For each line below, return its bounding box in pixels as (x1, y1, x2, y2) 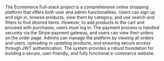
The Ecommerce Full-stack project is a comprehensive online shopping (5, 4, 149, 10)
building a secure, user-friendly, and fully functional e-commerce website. (5, 50, 155, 56)
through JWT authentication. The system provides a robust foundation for (5, 46, 154, 51)
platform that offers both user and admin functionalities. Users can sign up (5, 9, 156, 15)
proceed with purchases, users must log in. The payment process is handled (5, 25, 160, 30)
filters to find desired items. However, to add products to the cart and (5, 19, 144, 25)
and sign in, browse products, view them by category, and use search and (5, 15, 155, 20)
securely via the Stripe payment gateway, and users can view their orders (5, 30, 154, 35)
